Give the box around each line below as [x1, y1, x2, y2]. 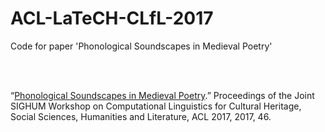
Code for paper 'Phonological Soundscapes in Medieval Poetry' [10, 40, 273, 52]
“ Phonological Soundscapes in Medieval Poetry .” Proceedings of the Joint [10, 89, 315, 101]
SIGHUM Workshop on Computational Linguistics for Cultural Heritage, [10, 100, 302, 112]
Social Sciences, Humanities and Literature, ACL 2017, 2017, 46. [10, 110, 272, 122]
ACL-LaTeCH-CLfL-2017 [10, 7, 214, 30]
